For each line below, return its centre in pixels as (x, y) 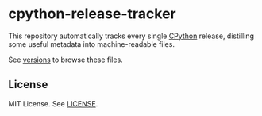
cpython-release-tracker (92, 14)
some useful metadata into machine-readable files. (91, 44)
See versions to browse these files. (65, 60)
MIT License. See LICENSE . (53, 103)
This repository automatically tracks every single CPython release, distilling (131, 36)
